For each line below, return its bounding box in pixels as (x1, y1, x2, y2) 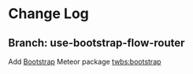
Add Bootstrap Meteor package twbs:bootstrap (8, 57, 161, 66)
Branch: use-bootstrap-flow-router (8, 36, 185, 50)
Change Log (8, 5, 89, 23)
